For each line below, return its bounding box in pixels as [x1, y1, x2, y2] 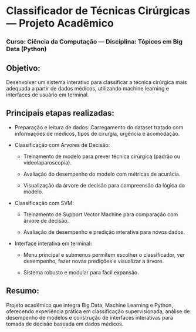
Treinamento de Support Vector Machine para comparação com [23, 210, 178, 218]
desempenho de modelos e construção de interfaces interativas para [6, 314, 173, 321]
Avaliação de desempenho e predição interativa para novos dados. [23, 228, 185, 236]
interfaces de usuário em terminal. [6, 91, 89, 98]
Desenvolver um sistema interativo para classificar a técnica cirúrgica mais [6, 78, 187, 86]
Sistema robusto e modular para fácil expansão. [23, 269, 139, 276]
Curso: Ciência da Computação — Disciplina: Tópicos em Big [6, 38, 183, 46]
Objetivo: [6, 63, 41, 73]
